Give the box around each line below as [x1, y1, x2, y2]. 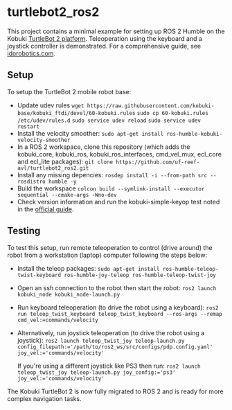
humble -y [48, 178, 77, 185]
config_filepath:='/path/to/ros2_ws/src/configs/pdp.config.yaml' [17, 344, 213, 350]
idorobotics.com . [7, 49, 55, 57]
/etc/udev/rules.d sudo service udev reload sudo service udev [17, 117, 201, 124]
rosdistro [17, 178, 46, 185]
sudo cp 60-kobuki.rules [136, 109, 209, 116]
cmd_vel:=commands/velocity [17, 317, 98, 323]
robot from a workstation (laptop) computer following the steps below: [7, 251, 208, 259]
